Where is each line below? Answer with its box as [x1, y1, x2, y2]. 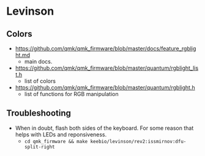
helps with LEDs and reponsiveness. [15, 130, 107, 138]
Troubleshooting [6, 108, 72, 119]
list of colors [24, 78, 56, 84]
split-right [24, 144, 55, 150]
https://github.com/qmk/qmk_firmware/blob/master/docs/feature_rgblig [15, 45, 196, 52]
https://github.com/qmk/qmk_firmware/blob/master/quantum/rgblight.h [15, 84, 195, 91]
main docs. [24, 58, 53, 65]
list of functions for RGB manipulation [24, 91, 119, 97]
